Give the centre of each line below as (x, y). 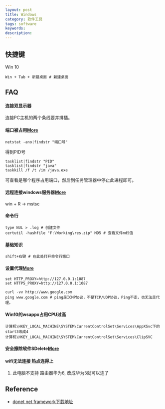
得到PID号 (15, 152)
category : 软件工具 (24, 19)
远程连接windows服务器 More (36, 192)
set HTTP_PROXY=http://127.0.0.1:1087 (45, 279)
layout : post (19, 10)
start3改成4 (17, 331)
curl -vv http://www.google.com (39, 292)
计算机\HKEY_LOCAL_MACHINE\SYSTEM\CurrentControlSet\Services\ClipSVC (79, 337)
